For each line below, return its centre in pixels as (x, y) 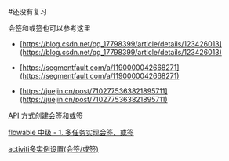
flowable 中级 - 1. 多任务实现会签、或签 (71, 132)
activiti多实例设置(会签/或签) (54, 149)
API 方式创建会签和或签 (46, 115)
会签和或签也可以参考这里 (49, 28)
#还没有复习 (27, 11)
